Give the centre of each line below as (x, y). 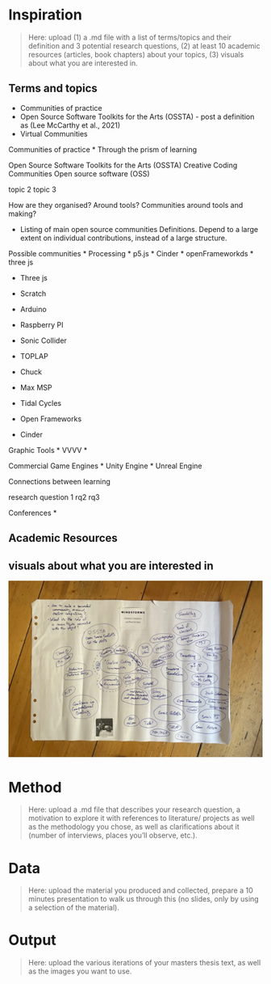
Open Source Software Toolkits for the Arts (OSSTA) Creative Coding (123, 165)
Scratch (33, 294)
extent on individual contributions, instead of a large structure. (123, 238)
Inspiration (45, 15)
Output (32, 940)
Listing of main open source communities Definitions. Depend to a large (139, 229)
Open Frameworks (51, 419)
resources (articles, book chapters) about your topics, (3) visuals (136, 54)
